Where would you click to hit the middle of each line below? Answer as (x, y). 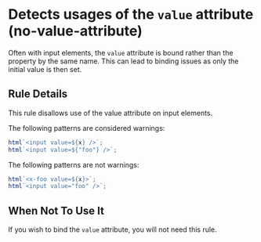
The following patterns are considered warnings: (87, 128)
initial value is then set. (45, 69)
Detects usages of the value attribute (131, 14)
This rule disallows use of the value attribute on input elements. (111, 113)
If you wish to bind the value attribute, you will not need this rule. (112, 229)
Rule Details (38, 94)
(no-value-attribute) (75, 31)
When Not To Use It (56, 210)
